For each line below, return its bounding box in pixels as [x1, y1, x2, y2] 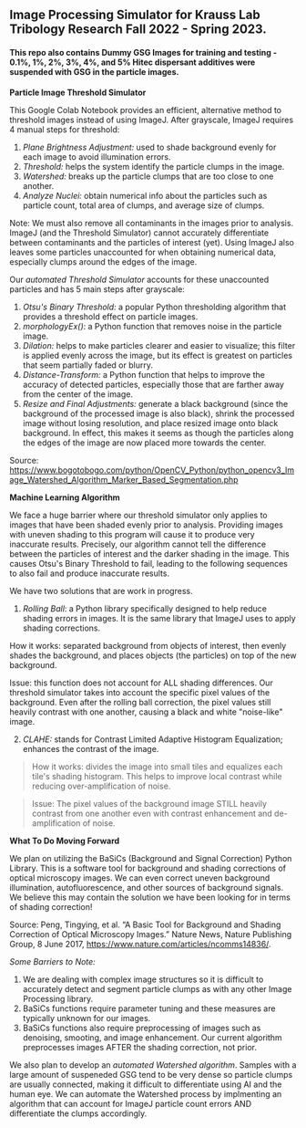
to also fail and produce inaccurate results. [9, 568, 170, 579]
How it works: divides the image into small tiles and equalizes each [31, 761, 283, 772]
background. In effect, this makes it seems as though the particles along [22, 427, 294, 438]
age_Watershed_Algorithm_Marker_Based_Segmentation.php [9, 474, 239, 485]
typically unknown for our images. [22, 1012, 151, 1023]
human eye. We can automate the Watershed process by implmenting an [9, 1088, 282, 1099]
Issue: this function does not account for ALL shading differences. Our [9, 677, 273, 688]
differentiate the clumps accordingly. [9, 1108, 148, 1119]
